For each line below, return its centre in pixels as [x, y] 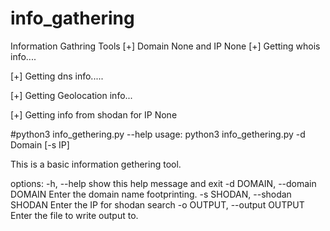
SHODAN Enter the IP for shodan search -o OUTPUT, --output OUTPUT [157, 204]
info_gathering [72, 18]
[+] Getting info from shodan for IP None [94, 114]
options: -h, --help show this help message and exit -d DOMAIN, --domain [163, 183]
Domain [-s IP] [40, 144]
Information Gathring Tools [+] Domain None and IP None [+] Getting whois [165, 46]
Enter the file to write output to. [74, 215]
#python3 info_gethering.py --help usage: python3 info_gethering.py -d [158, 134]
